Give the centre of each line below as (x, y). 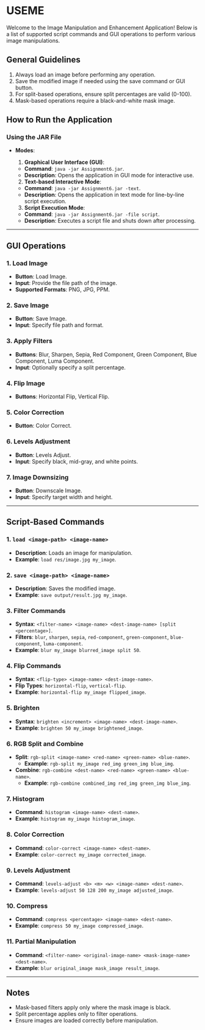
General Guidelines (43, 60)
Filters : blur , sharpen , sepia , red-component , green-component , (92, 637)
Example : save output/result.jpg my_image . (71, 595)
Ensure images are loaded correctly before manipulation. (87, 1021)
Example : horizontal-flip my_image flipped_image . (81, 692)
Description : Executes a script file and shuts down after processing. (110, 221)
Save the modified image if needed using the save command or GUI (100, 81)
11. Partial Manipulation (41, 941)
